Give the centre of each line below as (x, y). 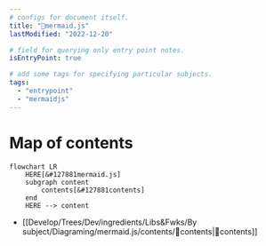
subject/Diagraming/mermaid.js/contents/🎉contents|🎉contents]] (140, 231)
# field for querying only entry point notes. (97, 50)
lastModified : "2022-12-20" (61, 34)
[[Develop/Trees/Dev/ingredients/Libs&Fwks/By (109, 222)
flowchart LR (33, 167)
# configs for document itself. (69, 17)
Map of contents (71, 143)
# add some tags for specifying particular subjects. (111, 75)
